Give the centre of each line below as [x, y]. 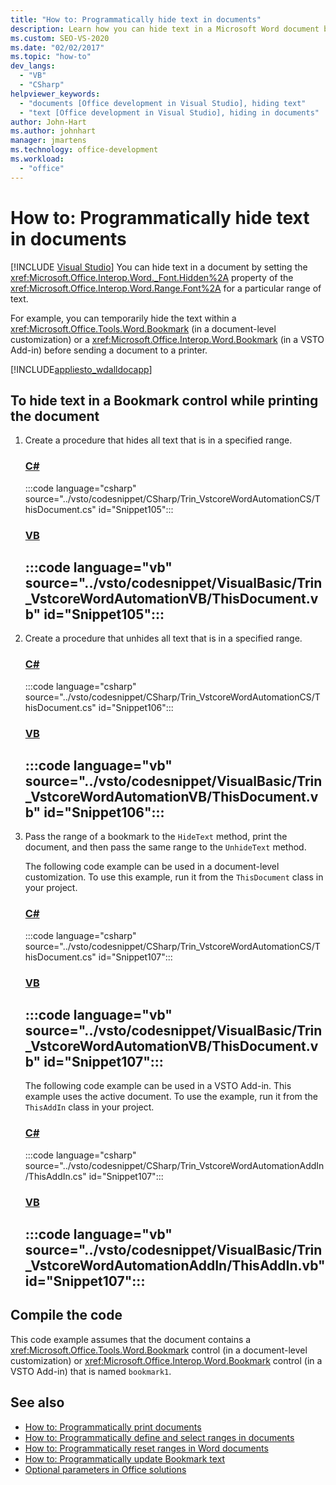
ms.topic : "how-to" [51, 57]
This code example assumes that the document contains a [131, 1339]
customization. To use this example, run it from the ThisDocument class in [174, 877]
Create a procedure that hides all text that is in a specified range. [158, 440]
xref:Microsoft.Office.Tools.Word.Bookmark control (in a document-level [159, 1350]
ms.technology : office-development [84, 150]
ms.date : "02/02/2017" [57, 47]
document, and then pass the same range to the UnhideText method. [165, 847]
